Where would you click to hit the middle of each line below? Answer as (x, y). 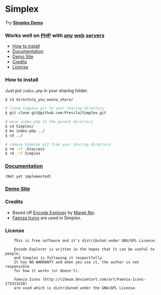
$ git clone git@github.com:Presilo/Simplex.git (56, 113)
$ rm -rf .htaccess (25, 149)
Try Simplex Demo (24, 23)
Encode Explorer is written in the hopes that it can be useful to (84, 249)
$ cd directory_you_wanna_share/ (39, 99)
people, (13, 254)
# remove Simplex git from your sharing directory (58, 144)
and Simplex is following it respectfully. (59, 258)
